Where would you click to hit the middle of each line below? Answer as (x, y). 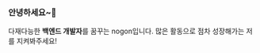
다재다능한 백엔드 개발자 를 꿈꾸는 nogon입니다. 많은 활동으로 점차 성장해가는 (126, 31)
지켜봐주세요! (37, 41)
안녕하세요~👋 (32, 12)
